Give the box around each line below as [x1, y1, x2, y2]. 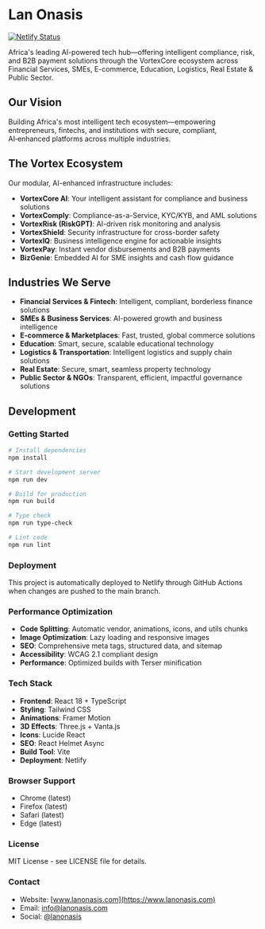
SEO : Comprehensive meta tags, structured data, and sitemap [19, 641, 223, 650]
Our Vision [8, 96, 62, 109]
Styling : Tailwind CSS [19, 705, 91, 714]
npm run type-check [8, 519, 73, 527]
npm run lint [8, 541, 52, 548]
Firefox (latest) [19, 802, 68, 811]
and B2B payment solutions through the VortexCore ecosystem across [8, 56, 239, 65]
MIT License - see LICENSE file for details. [8, 857, 147, 866]
